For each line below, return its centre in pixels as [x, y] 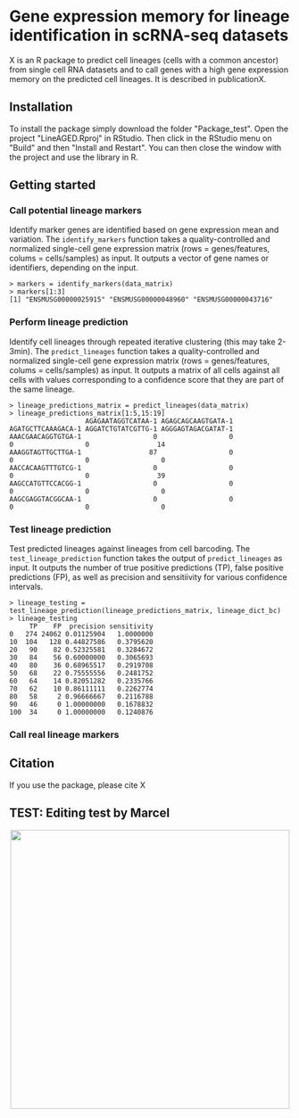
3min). [21, 351]
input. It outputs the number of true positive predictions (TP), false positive [146, 567]
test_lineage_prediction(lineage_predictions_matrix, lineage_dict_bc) [145, 611]
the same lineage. [42, 389]
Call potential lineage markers [76, 211]
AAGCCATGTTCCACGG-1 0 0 [121, 484]
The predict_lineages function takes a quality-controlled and [147, 351]
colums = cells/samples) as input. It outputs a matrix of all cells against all [145, 370]
